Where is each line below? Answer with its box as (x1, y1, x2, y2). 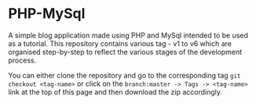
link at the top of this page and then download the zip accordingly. (8, 87, 222, 96)
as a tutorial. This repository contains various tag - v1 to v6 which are (8, 38, 232, 48)
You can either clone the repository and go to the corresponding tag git (8, 70, 241, 80)
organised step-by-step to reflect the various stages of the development (8, 47, 243, 56)
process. (8, 56, 37, 65)
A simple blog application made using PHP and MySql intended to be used (8, 30, 249, 40)
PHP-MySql (8, 5, 86, 23)
